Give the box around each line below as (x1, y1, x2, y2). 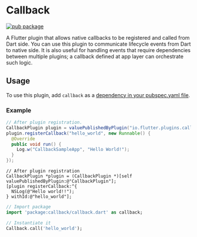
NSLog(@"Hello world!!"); (11, 188, 75, 195)
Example (6, 106, 32, 114)
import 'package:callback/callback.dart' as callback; (6, 209, 143, 215)
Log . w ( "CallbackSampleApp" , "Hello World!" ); (16, 147, 130, 153)
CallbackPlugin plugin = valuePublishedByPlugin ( (6, 125, 130, 130)
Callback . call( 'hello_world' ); (6, 225, 83, 231)
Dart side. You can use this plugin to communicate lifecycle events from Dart (6, 40, 191, 47)
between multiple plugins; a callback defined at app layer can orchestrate (6, 53, 184, 60)
